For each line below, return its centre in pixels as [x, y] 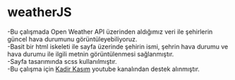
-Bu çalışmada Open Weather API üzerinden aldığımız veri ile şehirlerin [110, 32]
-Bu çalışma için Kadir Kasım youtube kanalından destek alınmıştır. [103, 69]
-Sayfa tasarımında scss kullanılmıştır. [62, 61]
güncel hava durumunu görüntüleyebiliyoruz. [72, 39]
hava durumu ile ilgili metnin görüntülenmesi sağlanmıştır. [91, 54]
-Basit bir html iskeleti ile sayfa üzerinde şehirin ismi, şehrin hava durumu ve [118, 46]
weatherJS [40, 12]
